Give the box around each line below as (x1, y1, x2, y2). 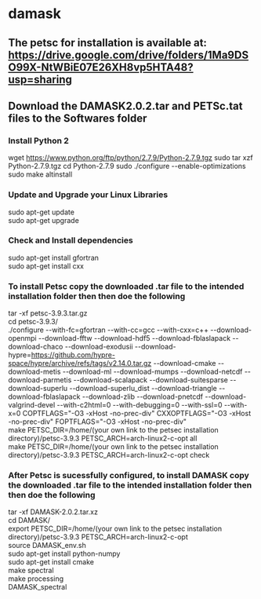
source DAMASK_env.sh (8, 541, 86, 550)
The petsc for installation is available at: (8, 36, 208, 49)
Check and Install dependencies (8, 235, 133, 246)
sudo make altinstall (8, 170, 73, 179)
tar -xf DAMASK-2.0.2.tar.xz (8, 507, 98, 517)
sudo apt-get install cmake (8, 557, 94, 567)
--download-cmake (153, 359, 216, 368)
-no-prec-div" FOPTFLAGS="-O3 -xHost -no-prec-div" (8, 417, 187, 426)
